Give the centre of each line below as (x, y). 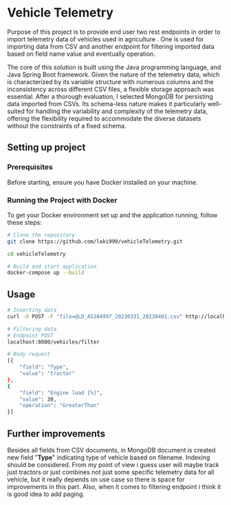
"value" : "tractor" (47, 374)
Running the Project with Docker (62, 200)
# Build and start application (52, 266)
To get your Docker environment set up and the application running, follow (112, 215)
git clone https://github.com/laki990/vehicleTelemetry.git (95, 241)
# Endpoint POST (30, 335)
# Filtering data (32, 329)
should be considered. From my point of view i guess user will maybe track (113, 465)
